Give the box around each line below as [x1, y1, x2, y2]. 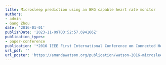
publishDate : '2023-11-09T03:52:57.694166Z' [5, 30, 98, 35]
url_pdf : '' [5, 48, 30, 53]
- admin [5, 16, 21, 21]
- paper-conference [5, 39, 45, 44]
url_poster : [5, 52, 30, 58]
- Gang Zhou [5, 21, 30, 26]
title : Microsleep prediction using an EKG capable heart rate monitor [5, 7, 156, 12]
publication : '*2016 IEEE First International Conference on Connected [5, 43, 156, 48]
